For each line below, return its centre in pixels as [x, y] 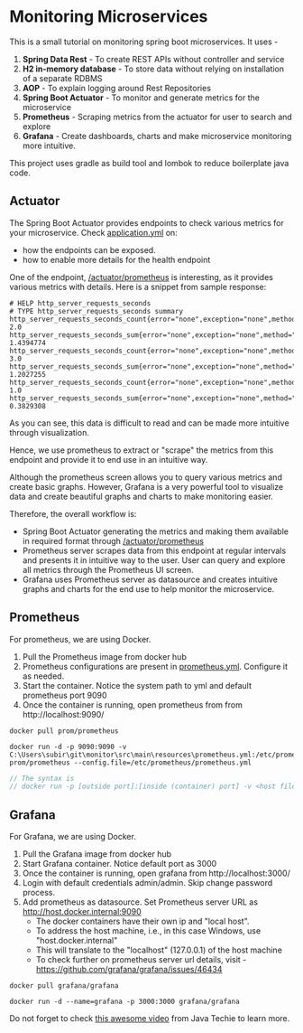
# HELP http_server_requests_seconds [80, 303]
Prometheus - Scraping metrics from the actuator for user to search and [157, 117]
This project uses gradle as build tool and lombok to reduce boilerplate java [149, 163]
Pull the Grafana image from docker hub [97, 854]
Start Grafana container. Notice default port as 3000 [119, 864]
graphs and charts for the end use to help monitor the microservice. [148, 588]
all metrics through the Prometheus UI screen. [108, 569]
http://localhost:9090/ [63, 714]
